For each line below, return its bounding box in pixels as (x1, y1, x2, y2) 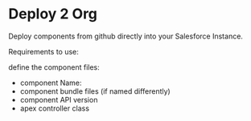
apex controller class (19, 103, 90, 113)
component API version (19, 95, 98, 104)
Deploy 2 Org (8, 5, 98, 23)
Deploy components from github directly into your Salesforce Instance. (8, 31, 244, 41)
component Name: (19, 78, 82, 87)
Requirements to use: (8, 46, 79, 56)
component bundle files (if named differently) (19, 86, 171, 96)
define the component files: (8, 62, 101, 72)
